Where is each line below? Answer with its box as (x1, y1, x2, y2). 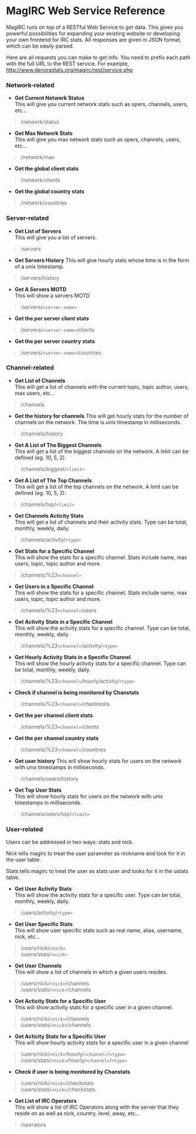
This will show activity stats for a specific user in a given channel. (14, 1004, 173, 1011)
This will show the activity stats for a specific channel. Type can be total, (14, 624, 191, 632)
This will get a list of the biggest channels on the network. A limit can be (14, 448, 189, 455)
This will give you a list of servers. (14, 234, 97, 241)
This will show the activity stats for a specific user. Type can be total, (14, 891, 182, 899)
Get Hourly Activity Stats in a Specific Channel (14, 653, 131, 660)
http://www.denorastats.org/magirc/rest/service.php (6, 66, 133, 73)
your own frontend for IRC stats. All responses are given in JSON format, (6, 36, 182, 43)
